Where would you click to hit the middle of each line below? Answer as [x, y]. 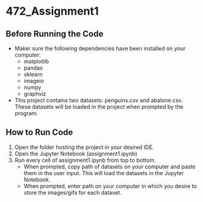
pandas [33, 68]
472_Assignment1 [52, 11]
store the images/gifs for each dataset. [72, 192]
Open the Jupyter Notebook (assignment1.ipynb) [76, 153]
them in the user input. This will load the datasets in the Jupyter [104, 173]
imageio [34, 81]
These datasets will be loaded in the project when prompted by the [99, 107]
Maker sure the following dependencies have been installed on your [100, 48]
